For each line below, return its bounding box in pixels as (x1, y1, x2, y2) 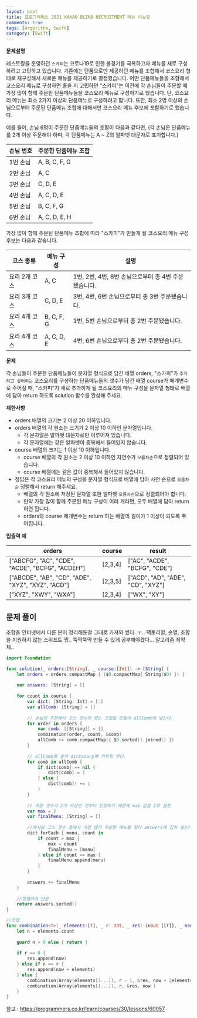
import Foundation (6, 655, 51, 661)
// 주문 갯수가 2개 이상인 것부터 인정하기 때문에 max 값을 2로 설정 (27, 803, 171, 808)
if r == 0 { (16, 950, 46, 956)
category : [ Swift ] (6, 31, 51, 37)
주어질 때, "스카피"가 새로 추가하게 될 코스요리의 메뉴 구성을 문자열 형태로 (12, 384, 180, 392)
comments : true (6, 19, 43, 25)
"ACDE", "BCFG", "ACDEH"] (9, 564, 86, 572)
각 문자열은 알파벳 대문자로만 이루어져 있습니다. (23, 432, 132, 439)
